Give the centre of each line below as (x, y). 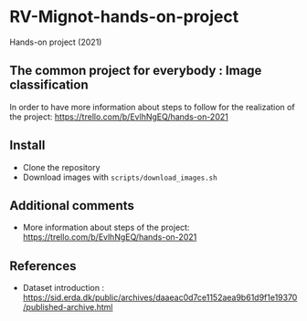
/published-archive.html (68, 307)
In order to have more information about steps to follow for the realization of (152, 107)
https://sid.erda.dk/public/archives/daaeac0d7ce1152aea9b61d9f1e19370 (160, 297)
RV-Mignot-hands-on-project (124, 17)
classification (49, 85)
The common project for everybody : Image (136, 71)
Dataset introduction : (64, 288)
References (43, 266)
